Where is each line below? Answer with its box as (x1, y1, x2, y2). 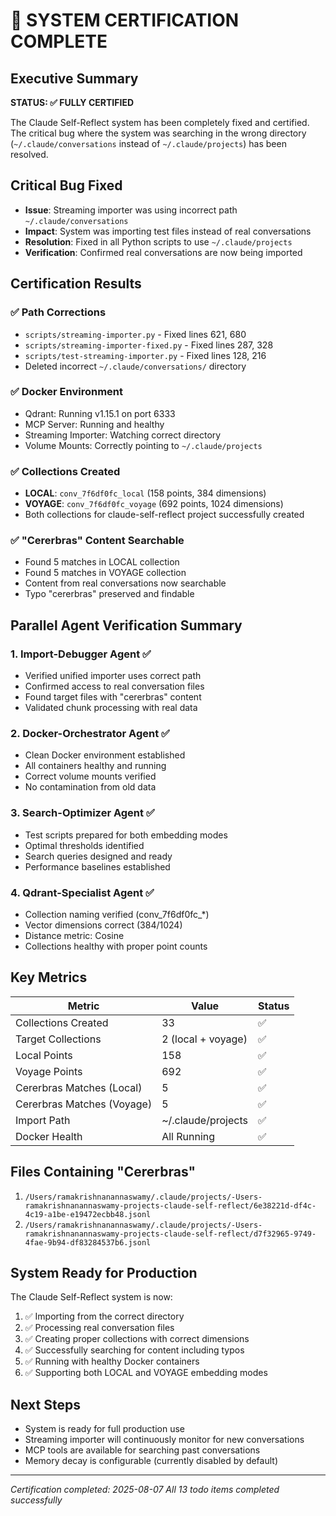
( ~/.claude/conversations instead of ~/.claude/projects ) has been (10, 138, 287, 149)
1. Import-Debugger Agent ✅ (10, 647, 152, 661)
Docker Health (15, 1129, 83, 1143)
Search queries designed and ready (24, 850, 173, 862)
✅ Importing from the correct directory (24, 1310, 185, 1323)
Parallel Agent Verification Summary (10, 617, 243, 634)
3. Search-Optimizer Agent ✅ (10, 806, 155, 820)
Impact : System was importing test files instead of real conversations (24, 225, 312, 237)
